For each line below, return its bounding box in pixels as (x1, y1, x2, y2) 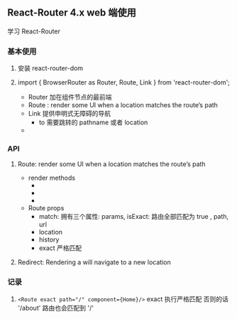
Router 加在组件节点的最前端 (28, 93, 112, 102)
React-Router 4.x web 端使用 (7, 6, 136, 19)
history (38, 235, 60, 244)
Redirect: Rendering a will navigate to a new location (17, 258, 172, 266)
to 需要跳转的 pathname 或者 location (38, 118, 148, 126)
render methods (28, 173, 76, 183)
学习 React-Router (7, 27, 60, 36)
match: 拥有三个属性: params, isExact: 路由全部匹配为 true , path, (38, 212, 229, 221)
